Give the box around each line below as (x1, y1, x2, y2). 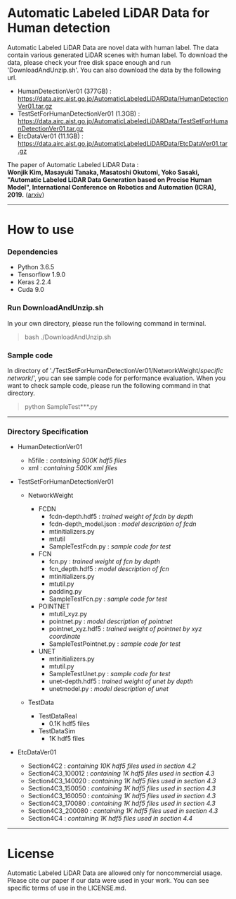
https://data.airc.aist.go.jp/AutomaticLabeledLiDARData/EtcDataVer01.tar (17, 139, 228, 147)
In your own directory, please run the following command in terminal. (7, 319, 206, 327)
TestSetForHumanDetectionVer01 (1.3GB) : (17, 109, 140, 118)
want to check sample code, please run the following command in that (7, 381, 211, 390)
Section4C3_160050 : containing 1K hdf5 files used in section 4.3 (27, 792, 216, 800)
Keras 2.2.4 (17, 278, 51, 286)
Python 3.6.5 (17, 263, 55, 271)
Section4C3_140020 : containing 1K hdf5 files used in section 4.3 (27, 777, 216, 785)
